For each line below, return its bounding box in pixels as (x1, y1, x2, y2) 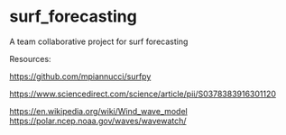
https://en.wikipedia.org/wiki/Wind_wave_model (9, 105, 188, 116)
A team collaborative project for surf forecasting (9, 36, 189, 47)
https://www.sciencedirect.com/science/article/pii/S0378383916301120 (9, 88, 277, 99)
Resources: (9, 53, 51, 64)
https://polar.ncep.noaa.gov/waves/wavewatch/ (9, 115, 187, 126)
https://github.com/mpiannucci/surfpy (9, 70, 152, 82)
